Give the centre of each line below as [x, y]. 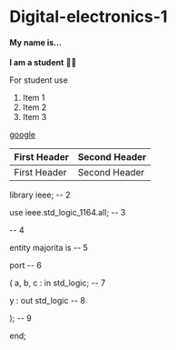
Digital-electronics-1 [88, 17]
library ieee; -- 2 [40, 195]
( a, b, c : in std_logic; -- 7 [58, 283]
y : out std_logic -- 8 [48, 301]
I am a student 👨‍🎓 [43, 63]
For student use [39, 80]
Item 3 [34, 117]
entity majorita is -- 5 [49, 248]
